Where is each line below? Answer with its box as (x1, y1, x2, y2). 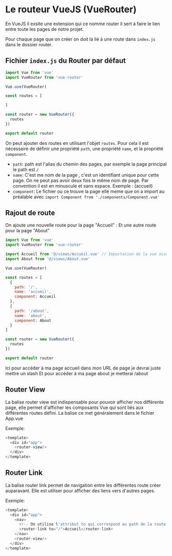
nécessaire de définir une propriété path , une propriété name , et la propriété (5, 145, 164, 152)
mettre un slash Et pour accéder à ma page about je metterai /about (5, 370, 148, 376)
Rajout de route (5, 209, 55, 217)
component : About (14, 318, 52, 323)
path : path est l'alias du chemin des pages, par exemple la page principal (12, 161, 167, 167)
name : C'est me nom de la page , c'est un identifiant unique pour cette (12, 172, 159, 178)
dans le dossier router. (5, 41, 53, 47)
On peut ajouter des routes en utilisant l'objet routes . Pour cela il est (5, 140, 149, 146)
